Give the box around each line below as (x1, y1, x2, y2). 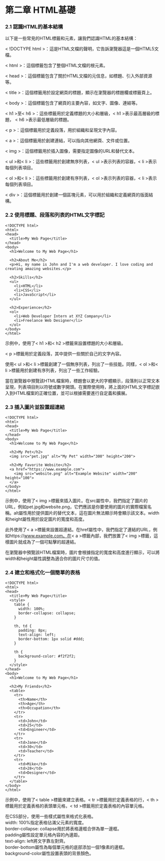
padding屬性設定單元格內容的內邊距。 (5, 832, 82, 838)
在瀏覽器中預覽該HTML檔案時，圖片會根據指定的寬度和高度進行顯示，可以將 (5, 550, 160, 555)
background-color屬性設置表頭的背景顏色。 (5, 851, 94, 857)
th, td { (14, 624, 32, 629)
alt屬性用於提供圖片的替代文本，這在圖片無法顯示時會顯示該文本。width (13, 510, 160, 516)
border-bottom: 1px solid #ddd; (18, 637, 85, 642)
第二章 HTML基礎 (5, 4, 76, 16)
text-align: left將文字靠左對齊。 (5, 838, 68, 844)
